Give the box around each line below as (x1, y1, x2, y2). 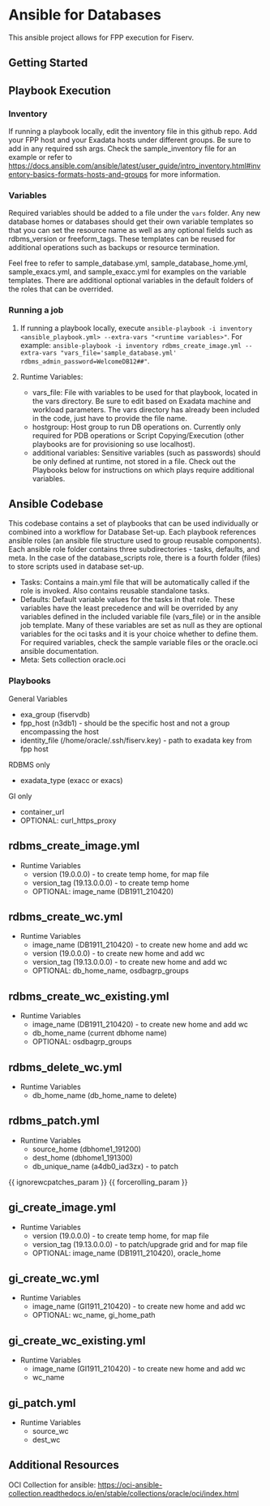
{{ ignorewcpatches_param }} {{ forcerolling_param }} (8, 1177, 188, 1186)
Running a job (8, 304, 64, 316)
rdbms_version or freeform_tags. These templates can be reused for (8, 234, 236, 244)
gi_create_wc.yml (8, 1271, 100, 1285)
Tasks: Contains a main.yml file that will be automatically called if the (19, 578, 250, 587)
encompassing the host (19, 726, 100, 736)
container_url (19, 807, 65, 816)
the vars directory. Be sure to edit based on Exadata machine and (32, 396, 251, 406)
